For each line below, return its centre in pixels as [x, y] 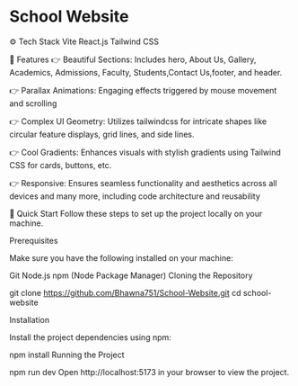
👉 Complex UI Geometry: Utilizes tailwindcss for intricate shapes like [138, 121]
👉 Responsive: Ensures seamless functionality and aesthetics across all [143, 183]
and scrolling [33, 103]
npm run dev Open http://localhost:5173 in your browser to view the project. [149, 372]
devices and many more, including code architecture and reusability [135, 196]
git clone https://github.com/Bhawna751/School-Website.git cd [125, 292]
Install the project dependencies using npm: [91, 337]
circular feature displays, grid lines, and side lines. [102, 134]
